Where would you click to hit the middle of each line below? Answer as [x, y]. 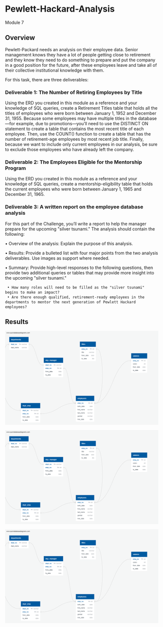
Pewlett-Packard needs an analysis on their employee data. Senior [72, 49]
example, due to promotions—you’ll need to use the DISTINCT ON [82, 124]
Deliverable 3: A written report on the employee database [74, 207]
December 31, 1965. [25, 194]
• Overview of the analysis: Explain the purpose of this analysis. [69, 243]
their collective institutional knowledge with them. [55, 70]
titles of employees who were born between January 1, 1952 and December [81, 114]
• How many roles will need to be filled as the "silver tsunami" [76, 287]
